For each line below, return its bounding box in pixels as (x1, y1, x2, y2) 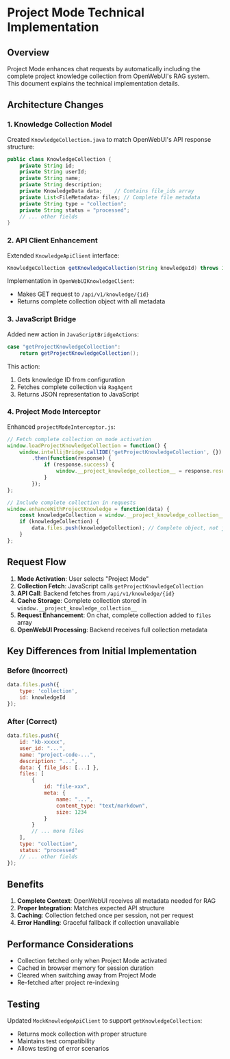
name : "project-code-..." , (19, 751, 97, 758)
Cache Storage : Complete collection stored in (16, 596, 147, 604)
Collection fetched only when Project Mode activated (16, 957, 168, 965)
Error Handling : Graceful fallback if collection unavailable (16, 919, 179, 927)
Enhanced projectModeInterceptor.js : (7, 423, 116, 431)
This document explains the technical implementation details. (7, 79, 180, 87)
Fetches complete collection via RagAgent (16, 382, 133, 391)
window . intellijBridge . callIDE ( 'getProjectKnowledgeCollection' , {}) (19, 449, 222, 456)
